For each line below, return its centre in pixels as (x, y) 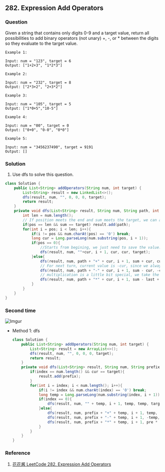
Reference (18, 453)
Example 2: (16, 74)
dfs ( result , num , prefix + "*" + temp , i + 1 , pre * (103, 422)
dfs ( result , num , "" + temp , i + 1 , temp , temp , (98, 404)
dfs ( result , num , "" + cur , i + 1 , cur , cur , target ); (95, 252)
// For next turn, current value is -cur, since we (94, 266)
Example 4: (16, 117)
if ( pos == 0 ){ (46, 243)
